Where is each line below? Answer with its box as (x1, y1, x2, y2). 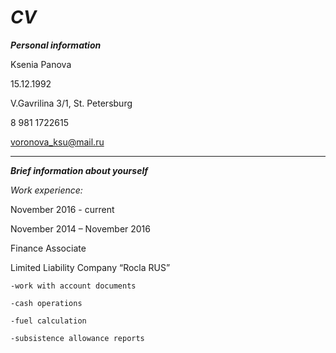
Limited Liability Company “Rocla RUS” (10, 261, 171, 273)
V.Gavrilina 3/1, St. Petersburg (10, 97, 133, 109)
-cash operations (10, 298, 83, 308)
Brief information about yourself (10, 164, 148, 176)
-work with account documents (10, 281, 137, 291)
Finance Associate (10, 242, 87, 254)
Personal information (10, 39, 102, 51)
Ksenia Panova (10, 58, 72, 70)
